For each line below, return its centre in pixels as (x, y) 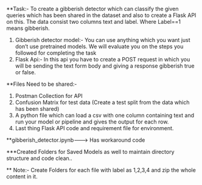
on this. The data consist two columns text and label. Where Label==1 (94, 22)
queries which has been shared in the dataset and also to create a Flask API (101, 15)
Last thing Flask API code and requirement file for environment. (94, 128)
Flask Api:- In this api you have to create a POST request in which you (103, 59)
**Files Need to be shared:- (42, 84)
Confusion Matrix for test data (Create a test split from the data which (102, 102)
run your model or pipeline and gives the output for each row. (92, 122)
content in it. (22, 176)
